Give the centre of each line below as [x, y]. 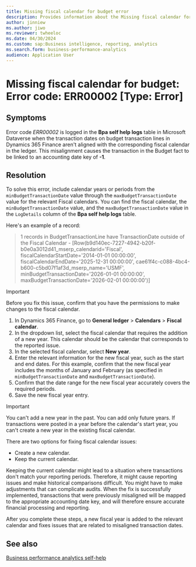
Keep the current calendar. [46, 459]
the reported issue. [37, 345]
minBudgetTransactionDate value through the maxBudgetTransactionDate [91, 195]
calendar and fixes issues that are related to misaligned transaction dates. [95, 525]
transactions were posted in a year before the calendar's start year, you [92, 424]
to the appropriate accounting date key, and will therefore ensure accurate [95, 501]
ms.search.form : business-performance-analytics [66, 50]
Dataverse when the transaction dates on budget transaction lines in [88, 138]
